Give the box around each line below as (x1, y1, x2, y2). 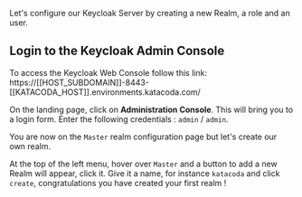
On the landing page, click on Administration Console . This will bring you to (9, 104, 294, 115)
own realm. (9, 140, 52, 152)
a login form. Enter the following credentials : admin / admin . (9, 113, 229, 125)
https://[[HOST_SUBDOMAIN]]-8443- (9, 77, 149, 88)
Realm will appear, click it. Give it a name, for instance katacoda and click (9, 167, 280, 179)
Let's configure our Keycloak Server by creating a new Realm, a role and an (9, 8, 291, 18)
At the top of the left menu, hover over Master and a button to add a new (9, 158, 278, 169)
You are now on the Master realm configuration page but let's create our (9, 131, 278, 142)
